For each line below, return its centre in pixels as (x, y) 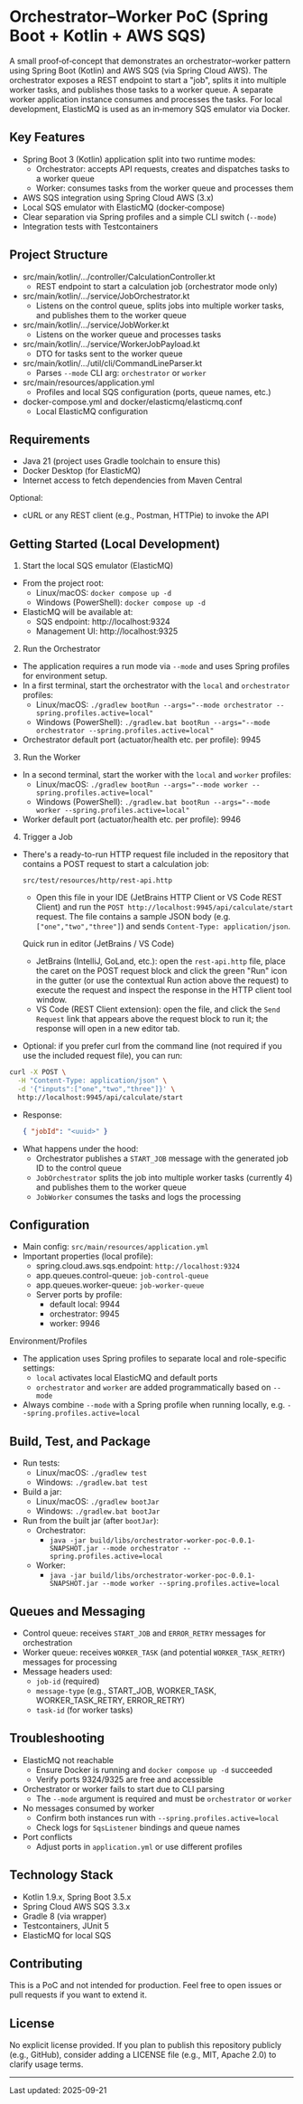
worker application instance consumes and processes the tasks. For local (146, 99)
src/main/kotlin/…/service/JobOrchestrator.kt (106, 296)
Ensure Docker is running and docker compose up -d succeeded (154, 1769)
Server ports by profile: (79, 1295)
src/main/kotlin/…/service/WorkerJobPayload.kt (111, 344)
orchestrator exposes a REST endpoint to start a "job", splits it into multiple (148, 80)
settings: (39, 1368)
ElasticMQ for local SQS (67, 1935)
